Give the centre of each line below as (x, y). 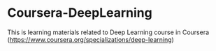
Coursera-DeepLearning (80, 13)
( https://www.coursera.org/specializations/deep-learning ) (91, 39)
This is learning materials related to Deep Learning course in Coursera (108, 32)
